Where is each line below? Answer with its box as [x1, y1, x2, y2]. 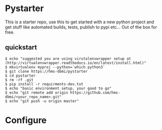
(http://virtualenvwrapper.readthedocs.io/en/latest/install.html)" [5, 60, 146, 65]
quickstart [5, 43, 37, 51]
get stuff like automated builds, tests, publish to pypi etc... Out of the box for [5, 24, 158, 30]
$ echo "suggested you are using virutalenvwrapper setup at [5, 56, 131, 61]
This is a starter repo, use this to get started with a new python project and [5, 19, 154, 25]
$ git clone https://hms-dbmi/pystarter [5, 69, 88, 74]
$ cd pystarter [5, 73, 36, 78]
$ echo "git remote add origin [5, 90, 68, 95]
